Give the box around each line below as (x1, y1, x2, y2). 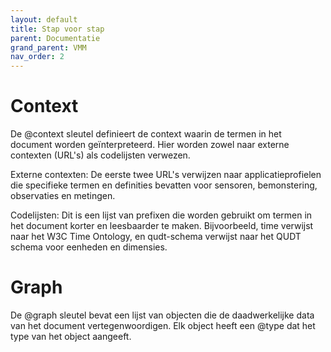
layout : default (10, 14, 78, 25)
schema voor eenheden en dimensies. (10, 241, 168, 253)
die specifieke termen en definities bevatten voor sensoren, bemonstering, (10, 179, 318, 191)
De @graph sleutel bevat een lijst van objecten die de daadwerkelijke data (10, 309, 315, 321)
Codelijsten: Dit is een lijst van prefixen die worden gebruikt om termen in (10, 209, 313, 221)
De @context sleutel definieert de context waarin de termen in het (10, 128, 282, 140)
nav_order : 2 (10, 52, 65, 62)
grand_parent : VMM (10, 42, 87, 53)
